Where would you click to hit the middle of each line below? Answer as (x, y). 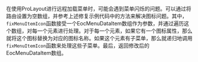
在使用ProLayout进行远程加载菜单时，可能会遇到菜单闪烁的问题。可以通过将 (99, 9)
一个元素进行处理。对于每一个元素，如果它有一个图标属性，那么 (115, 31)
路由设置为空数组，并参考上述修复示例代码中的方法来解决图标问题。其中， (97, 16)
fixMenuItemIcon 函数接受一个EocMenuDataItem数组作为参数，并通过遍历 (95, 23)
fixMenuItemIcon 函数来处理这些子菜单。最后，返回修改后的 (78, 45)
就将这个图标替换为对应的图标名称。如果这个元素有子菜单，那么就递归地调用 (99, 38)
